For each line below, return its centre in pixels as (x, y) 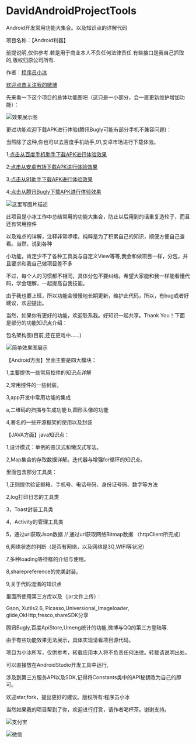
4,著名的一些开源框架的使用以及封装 (49, 422)
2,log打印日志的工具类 (33, 497)
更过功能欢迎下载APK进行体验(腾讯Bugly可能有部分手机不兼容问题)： (89, 129)
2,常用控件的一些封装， (34, 385)
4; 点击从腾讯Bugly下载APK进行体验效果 (54, 191)
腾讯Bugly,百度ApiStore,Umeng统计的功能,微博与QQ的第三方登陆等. (87, 627)
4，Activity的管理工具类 (35, 522)
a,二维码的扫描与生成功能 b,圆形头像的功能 (57, 410)
